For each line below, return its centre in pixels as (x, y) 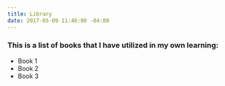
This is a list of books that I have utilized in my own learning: (113, 45)
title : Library (30, 14)
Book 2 (28, 68)
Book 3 (28, 76)
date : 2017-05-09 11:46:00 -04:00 (59, 21)
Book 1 (27, 60)
